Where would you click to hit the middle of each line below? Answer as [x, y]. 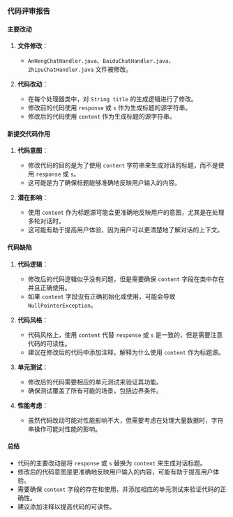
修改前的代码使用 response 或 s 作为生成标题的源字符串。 [110, 108]
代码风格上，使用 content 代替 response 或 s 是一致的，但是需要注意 [125, 335]
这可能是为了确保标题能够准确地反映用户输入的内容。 [104, 183]
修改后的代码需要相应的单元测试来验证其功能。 [95, 382]
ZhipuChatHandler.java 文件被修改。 [80, 69]
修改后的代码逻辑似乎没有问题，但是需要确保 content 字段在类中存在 [126, 279]
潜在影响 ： [33, 197]
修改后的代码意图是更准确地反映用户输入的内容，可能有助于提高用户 [115, 472]
